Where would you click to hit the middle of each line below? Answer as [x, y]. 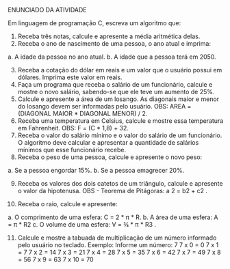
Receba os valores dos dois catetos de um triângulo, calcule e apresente [120, 183]
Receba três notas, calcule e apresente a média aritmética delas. [109, 36]
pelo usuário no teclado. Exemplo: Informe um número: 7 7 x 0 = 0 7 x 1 [118, 245]
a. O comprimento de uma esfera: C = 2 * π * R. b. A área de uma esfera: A [113, 217]
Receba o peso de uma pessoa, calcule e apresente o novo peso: [110, 157]
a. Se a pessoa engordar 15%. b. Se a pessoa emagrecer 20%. [96, 170]
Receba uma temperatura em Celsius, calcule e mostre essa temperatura [120, 121]
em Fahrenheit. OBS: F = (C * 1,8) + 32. [73, 128]
